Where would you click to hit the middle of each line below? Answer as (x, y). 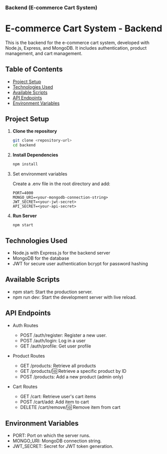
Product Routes (29, 356)
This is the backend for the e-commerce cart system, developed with (77, 43)
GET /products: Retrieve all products (58, 365)
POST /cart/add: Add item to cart (55, 402)
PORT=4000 (23, 193)
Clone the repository (35, 131)
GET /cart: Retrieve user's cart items (58, 396)
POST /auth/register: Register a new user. (64, 335)
